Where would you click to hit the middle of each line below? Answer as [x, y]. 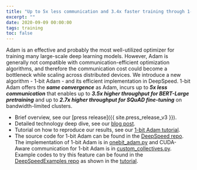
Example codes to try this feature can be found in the [79, 155]
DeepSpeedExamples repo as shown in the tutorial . [77, 161]
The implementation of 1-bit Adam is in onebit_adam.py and [86, 142]
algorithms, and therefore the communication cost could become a [87, 69]
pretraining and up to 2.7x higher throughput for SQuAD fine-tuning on [94, 100]
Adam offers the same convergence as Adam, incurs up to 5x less [87, 87]
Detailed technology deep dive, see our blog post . [75, 124]
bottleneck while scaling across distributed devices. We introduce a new [94, 75]
